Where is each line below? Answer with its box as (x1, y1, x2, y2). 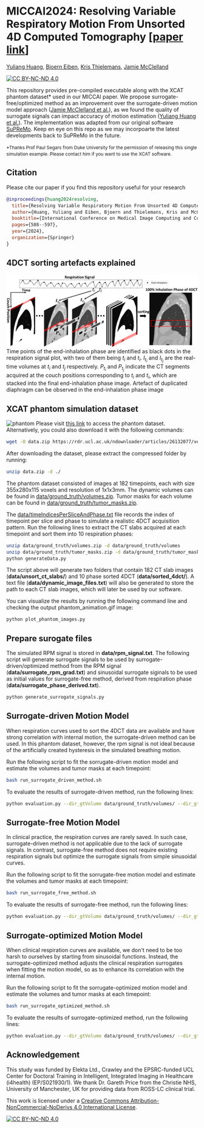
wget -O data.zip (6, 439, 50, 445)
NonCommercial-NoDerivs (6, 1103, 73, 1110)
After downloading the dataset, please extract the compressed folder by (6, 449, 187, 457)
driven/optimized (6, 662, 49, 670)
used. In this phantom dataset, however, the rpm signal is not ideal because (6, 739, 195, 747)
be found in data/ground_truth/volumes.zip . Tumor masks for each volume (6, 492, 192, 500)
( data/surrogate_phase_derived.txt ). (6, 682, 101, 689)
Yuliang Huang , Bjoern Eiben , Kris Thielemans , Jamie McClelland (6, 63, 169, 70)
